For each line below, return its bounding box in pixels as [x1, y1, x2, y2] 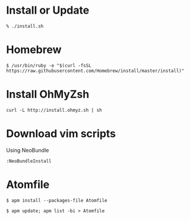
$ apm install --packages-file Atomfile [6, 197, 108, 203]
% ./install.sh [6, 23, 44, 29]
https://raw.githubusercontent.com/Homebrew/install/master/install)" [6, 68, 185, 74]
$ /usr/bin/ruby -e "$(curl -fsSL [6, 62, 92, 68]
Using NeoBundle [6, 146, 49, 153]
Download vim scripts [6, 127, 116, 140]
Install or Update [6, 4, 90, 17]
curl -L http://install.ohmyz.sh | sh [6, 107, 102, 113]
